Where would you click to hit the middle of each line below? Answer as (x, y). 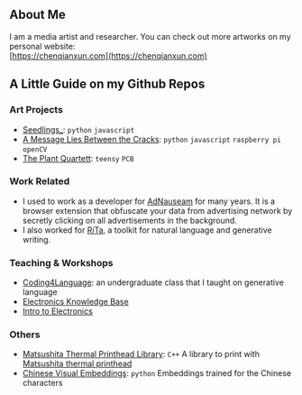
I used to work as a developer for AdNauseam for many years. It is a (149, 201)
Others (25, 335)
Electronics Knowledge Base (75, 302)
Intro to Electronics (57, 311)
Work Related (40, 181)
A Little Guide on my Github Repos (107, 84)
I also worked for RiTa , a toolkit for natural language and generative (147, 230)
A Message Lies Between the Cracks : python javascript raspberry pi (151, 139)
